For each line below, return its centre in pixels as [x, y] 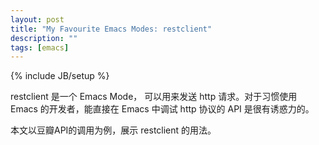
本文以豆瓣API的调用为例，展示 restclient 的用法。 [113, 130]
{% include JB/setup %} [60, 76]
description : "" [44, 38]
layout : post [37, 19]
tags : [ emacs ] [40, 47]
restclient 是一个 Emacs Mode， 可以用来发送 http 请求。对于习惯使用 [154, 97]
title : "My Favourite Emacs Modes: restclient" [111, 29]
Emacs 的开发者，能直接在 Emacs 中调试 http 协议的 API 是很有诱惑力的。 [162, 109]
